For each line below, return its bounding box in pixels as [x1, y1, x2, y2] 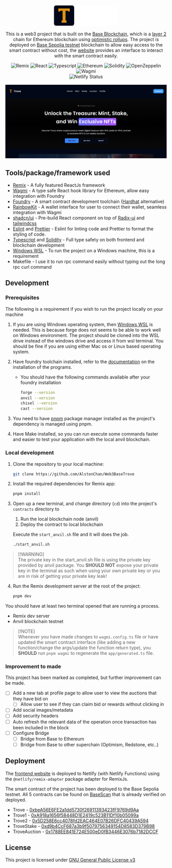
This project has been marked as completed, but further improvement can [5, 674, 161, 681]
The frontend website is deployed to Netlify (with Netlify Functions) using [5, 770, 160, 777]
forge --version [20, 390, 55, 395]
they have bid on [12, 696, 49, 702]
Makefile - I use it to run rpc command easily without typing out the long [12, 258, 165, 265]
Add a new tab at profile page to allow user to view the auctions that [12, 690, 157, 696]
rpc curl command [12, 264, 52, 270]
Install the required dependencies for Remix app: [12, 481, 116, 487]
